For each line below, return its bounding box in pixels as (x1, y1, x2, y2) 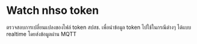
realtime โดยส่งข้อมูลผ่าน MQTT (6, 30, 77, 37)
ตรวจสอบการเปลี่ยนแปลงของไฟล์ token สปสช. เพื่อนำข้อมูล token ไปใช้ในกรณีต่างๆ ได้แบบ (6, 24, 192, 31)
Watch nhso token (6, 4, 99, 17)
